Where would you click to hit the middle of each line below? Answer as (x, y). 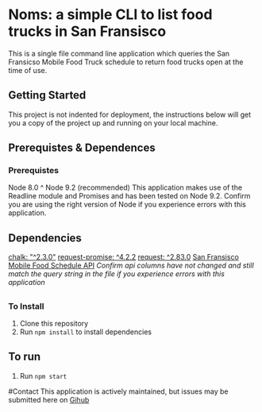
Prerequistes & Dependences (82, 148)
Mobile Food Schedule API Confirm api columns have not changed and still (131, 266)
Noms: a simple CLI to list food (110, 15)
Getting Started (47, 96)
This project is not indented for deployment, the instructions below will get (130, 114)
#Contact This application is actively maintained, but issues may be (118, 391)
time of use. (28, 70)
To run (25, 357)
